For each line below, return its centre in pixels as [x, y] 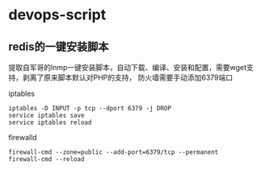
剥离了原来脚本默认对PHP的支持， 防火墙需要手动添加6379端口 [128, 77]
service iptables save [46, 115]
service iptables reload [50, 122]
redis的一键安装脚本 [59, 46]
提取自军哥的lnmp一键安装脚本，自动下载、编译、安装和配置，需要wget [128, 67]
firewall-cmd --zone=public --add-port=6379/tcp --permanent [114, 152]
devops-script [57, 15]
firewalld [23, 137]
